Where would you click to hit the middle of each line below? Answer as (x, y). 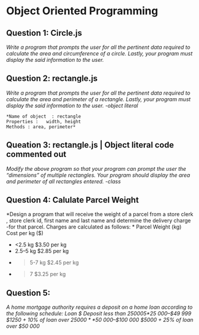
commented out (36, 154)
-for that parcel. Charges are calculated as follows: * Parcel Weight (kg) (94, 227)
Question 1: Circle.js (44, 33)
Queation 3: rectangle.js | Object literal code (90, 145)
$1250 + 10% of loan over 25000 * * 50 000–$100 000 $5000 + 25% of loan (100, 320)
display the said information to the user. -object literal (72, 105)
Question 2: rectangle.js (52, 79)
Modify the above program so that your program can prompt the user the (96, 168)
